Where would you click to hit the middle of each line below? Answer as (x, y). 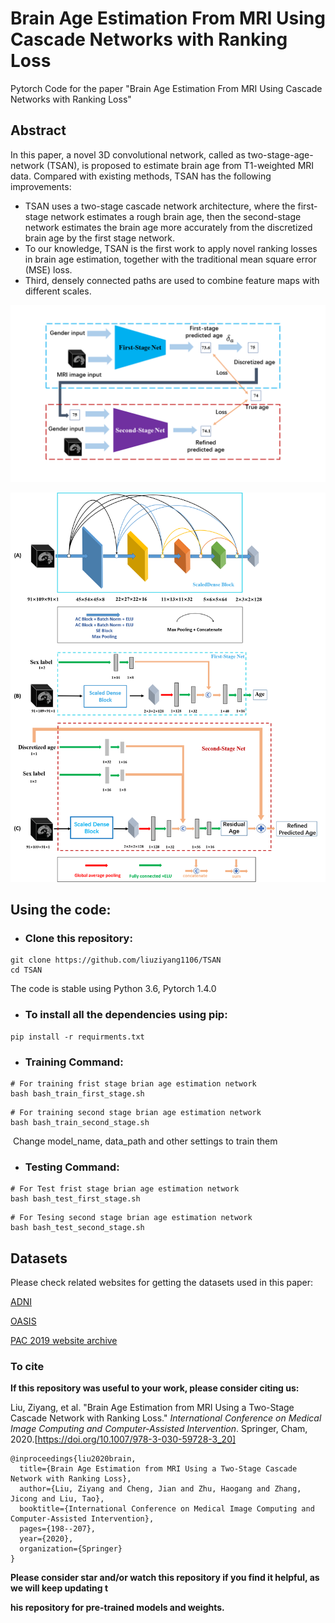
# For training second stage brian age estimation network (136, 1113)
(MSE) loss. (48, 269)
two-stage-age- (280, 154)
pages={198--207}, (58, 1529)
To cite (27, 1367)
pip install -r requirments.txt (77, 1037)
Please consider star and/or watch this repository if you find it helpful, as (165, 1578)
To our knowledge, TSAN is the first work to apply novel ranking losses (171, 248)
